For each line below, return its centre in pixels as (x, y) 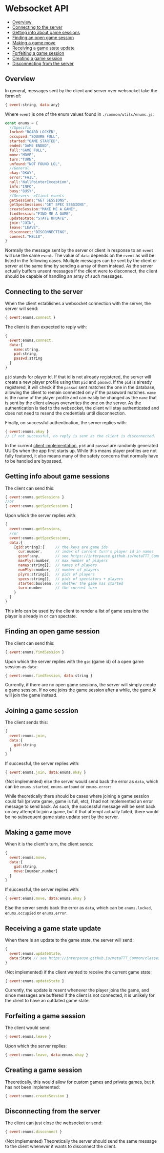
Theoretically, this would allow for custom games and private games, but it (80, 1082)
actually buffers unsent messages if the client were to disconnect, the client (81, 271)
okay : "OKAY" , (23, 173)
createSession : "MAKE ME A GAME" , (43, 209)
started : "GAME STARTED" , (35, 141)
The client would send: (28, 1028)
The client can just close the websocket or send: (54, 1123)
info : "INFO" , (23, 186)
